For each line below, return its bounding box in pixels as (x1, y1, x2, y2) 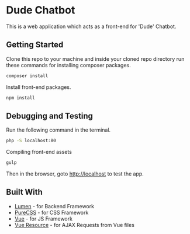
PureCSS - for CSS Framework (14, 209, 89, 216)
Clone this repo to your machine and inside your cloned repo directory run (6, 55, 185, 62)
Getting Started (6, 40, 64, 50)
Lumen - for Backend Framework (14, 202, 95, 209)
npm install (6, 95, 35, 101)
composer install (6, 73, 49, 79)
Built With (6, 187, 43, 197)
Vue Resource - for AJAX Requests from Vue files (14, 221, 134, 228)
